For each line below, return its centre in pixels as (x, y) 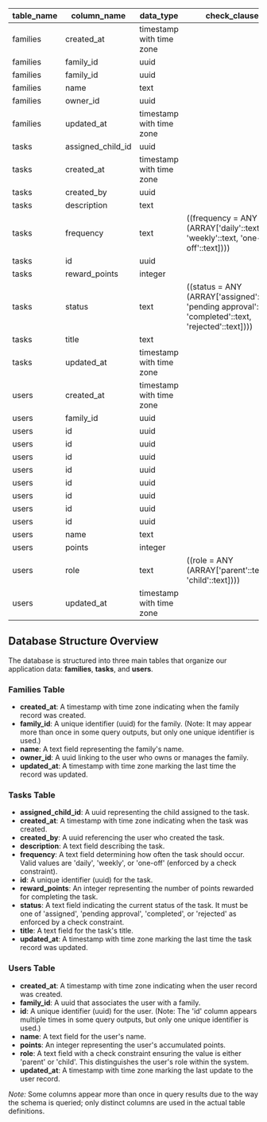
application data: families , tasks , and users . (81, 668)
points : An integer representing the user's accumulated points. (123, 1045)
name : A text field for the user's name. (83, 1036)
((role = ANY (210, 560)
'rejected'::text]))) (219, 327)
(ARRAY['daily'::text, (224, 228)
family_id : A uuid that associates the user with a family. (110, 1003)
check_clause (232, 16)
